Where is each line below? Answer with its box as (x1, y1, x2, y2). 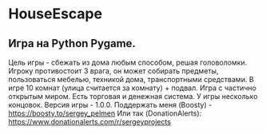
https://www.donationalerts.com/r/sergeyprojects (8, 117, 172, 126)
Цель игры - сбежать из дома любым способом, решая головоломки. (8, 57, 248, 67)
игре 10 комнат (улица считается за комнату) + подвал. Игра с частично (8, 83, 257, 93)
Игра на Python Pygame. (8, 37, 136, 50)
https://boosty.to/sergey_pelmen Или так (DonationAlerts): (8, 108, 202, 118)
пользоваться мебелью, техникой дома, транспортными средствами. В (8, 75, 254, 84)
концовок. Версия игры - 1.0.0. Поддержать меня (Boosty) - (8, 100, 212, 109)
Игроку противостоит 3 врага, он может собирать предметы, (8, 66, 219, 76)
